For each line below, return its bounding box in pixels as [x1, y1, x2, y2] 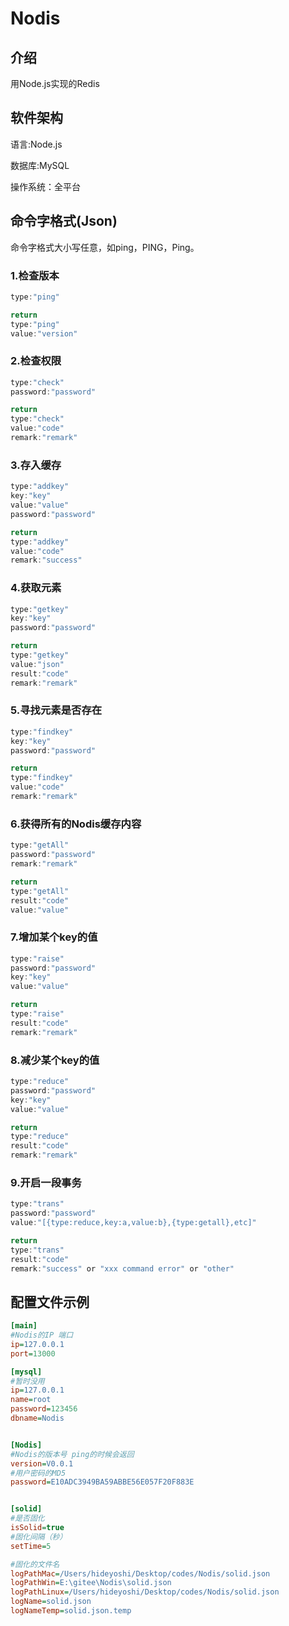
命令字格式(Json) [10, 213, 118, 230]
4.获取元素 [10, 581, 62, 595]
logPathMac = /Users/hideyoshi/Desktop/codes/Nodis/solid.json [10, 1568, 271, 1579]
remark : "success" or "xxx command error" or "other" [10, 1263, 235, 1274]
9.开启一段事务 [10, 1175, 82, 1189]
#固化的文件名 [10, 1559, 60, 1569]
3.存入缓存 [10, 458, 62, 472]
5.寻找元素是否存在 [10, 703, 103, 717]
